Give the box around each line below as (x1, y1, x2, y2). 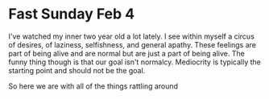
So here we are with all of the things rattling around (8, 81, 179, 91)
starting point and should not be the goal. (8, 65, 146, 75)
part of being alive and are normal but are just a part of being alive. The (8, 48, 246, 58)
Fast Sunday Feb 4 (8, 5, 135, 23)
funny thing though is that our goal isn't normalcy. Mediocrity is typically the (8, 57, 262, 67)
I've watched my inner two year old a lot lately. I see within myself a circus (8, 31, 255, 41)
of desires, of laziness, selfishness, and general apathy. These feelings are (8, 39, 256, 49)
